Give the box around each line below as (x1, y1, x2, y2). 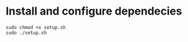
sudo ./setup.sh (5, 29, 47, 36)
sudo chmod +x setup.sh (5, 24, 66, 30)
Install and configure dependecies (5, 4, 183, 18)
